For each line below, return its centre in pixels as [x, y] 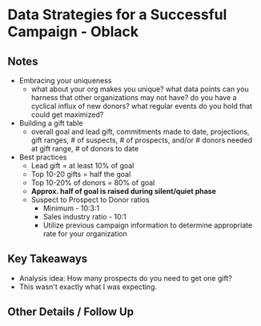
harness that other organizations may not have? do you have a [134, 97]
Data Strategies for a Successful [117, 15]
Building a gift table [51, 123]
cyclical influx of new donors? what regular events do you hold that [142, 106]
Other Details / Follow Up [70, 312]
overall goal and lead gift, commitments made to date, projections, [140, 131]
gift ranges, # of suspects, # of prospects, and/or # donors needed [142, 140]
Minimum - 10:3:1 [71, 208]
